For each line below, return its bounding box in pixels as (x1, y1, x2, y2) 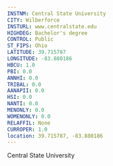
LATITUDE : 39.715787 (7, 49, 67, 56)
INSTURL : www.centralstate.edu (7, 23, 97, 30)
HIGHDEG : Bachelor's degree (7, 29, 88, 37)
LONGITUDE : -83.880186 (7, 55, 72, 62)
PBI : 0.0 (7, 68, 32, 75)
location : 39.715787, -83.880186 (7, 132, 103, 139)
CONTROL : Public (7, 36, 54, 43)
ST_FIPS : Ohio (7, 42, 48, 49)
